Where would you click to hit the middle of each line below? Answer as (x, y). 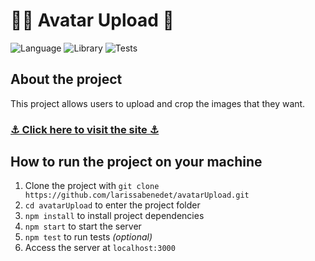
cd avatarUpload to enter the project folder (112, 205)
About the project (66, 79)
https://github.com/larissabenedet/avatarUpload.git (137, 195)
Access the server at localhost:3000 (100, 248)
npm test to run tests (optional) (88, 237)
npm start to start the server (83, 226)
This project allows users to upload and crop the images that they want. (158, 103)
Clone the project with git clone (92, 186)
